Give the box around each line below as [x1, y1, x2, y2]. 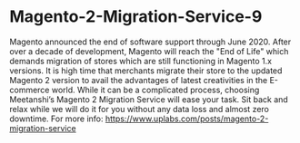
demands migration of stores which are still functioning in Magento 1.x [9, 55, 273, 66]
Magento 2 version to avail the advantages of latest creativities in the [9, 74, 268, 85]
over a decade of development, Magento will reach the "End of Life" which [9, 45, 289, 56]
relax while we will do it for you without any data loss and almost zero [9, 103, 270, 114]
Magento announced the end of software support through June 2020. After [9, 36, 292, 47]
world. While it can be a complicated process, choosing [51, 84, 260, 95]
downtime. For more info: [9, 113, 104, 124]
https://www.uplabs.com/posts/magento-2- [105, 113, 269, 124]
